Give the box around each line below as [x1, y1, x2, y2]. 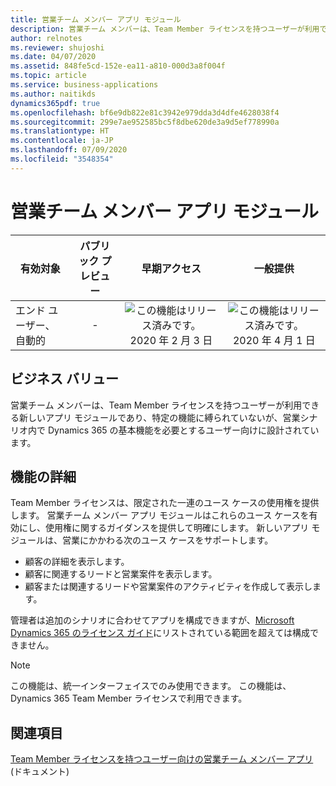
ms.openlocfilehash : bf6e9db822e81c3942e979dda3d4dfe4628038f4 [10, 107, 280, 118]
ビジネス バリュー [10, 371, 119, 388]
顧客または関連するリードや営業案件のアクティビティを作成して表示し [24, 581, 313, 593]
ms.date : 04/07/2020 [10, 52, 97, 62]
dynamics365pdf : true [10, 98, 101, 108]
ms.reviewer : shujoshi [10, 42, 105, 53]
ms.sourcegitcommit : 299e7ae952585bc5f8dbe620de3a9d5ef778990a [10, 117, 280, 127]
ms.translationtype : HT [10, 126, 110, 136]
